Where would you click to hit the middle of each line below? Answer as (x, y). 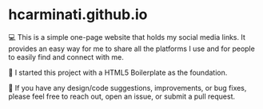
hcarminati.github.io (78, 15)
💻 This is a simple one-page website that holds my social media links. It (127, 37)
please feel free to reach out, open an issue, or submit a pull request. (122, 96)
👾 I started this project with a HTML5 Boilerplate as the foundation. (118, 72)
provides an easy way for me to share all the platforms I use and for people (132, 49)
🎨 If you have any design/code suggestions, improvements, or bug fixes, (128, 88)
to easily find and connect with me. (66, 56)
